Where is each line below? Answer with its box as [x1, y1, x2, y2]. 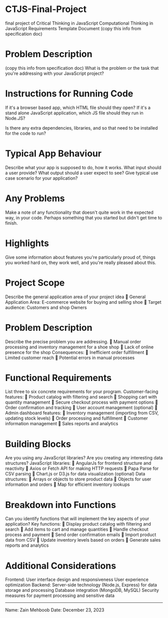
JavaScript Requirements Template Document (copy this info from [5, 25, 141, 31]
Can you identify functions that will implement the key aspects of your [5, 516, 149, 522]
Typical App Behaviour [5, 148, 101, 159]
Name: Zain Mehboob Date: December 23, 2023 [5, 607, 104, 613]
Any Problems [5, 192, 65, 204]
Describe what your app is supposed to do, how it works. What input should [5, 164, 161, 170]
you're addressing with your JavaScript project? [5, 70, 104, 76]
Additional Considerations [5, 560, 116, 571]
